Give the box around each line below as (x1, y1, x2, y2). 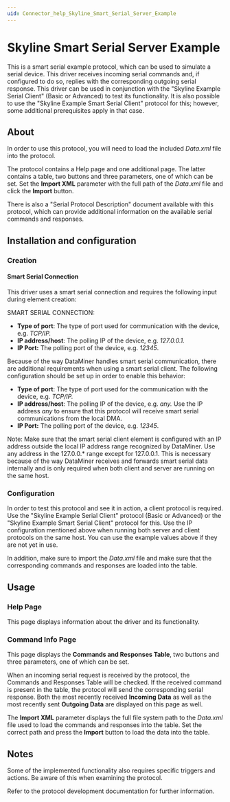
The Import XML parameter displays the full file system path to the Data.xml (7, 713, 223, 722)
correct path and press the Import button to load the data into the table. (7, 728, 210, 737)
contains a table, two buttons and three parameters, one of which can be (7, 173, 214, 181)
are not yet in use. (7, 541, 58, 549)
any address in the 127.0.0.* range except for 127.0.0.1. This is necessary (7, 449, 211, 457)
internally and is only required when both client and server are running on (7, 464, 215, 472)
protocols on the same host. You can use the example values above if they (7, 534, 218, 542)
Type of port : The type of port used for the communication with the (16, 384, 209, 393)
